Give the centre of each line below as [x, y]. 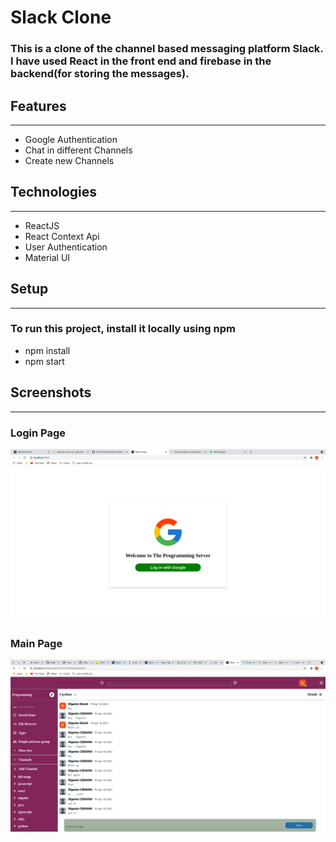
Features [38, 106]
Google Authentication [71, 139]
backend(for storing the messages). [100, 74]
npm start [44, 361]
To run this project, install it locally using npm [123, 329]
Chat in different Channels [78, 150]
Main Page [36, 643]
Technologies [54, 192]
